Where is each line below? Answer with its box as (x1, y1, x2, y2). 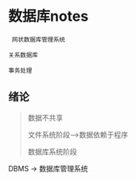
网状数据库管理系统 (11, 35, 66, 44)
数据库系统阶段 (27, 147, 77, 156)
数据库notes (8, 7, 89, 26)
